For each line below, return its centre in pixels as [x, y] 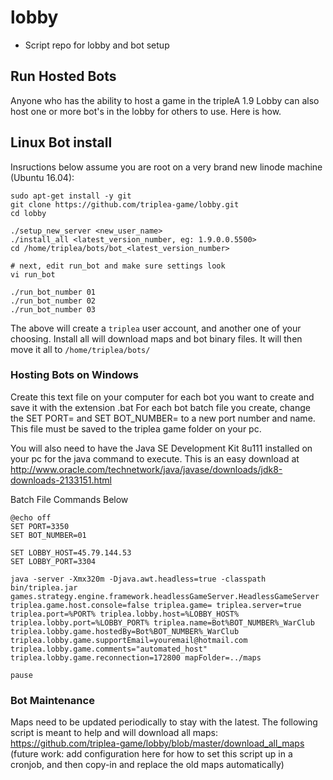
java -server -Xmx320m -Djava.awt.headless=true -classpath [138, 579]
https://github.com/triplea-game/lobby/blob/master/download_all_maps [157, 743]
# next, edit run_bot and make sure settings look [118, 266]
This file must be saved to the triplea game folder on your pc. [136, 428]
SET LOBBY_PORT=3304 [53, 561]
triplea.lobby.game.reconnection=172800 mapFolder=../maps [136, 657]
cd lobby [28, 213]
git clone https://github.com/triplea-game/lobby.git [125, 204]
